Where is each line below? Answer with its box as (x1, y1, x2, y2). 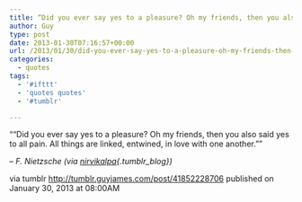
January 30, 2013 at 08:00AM (9, 183, 120, 194)
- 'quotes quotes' (17, 88, 87, 97)
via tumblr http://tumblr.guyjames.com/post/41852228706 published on (9, 173, 274, 184)
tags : (9, 72, 30, 81)
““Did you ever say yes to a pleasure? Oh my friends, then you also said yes (9, 129, 289, 140)
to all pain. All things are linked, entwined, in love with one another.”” (9, 138, 263, 149)
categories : (9, 55, 54, 64)
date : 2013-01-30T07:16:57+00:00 (9, 38, 135, 48)
